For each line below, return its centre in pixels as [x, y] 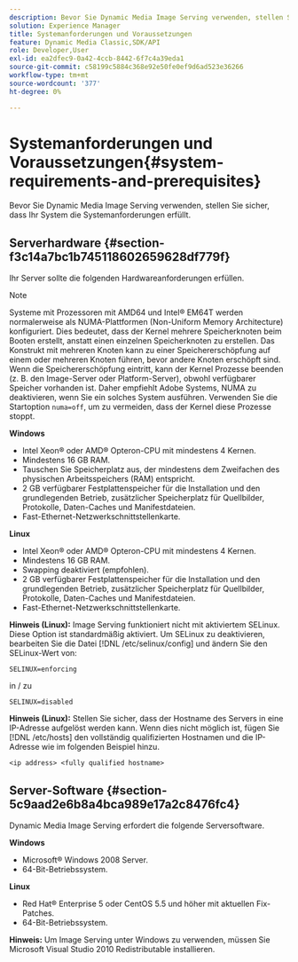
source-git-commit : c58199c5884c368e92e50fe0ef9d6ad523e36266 [126, 67]
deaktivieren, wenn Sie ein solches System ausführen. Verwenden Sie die [143, 398]
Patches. [38, 913]
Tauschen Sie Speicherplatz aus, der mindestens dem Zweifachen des [151, 469]
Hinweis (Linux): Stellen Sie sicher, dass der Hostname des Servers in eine [146, 719]
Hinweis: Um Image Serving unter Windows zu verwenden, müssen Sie [140, 940]
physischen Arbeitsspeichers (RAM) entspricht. [108, 479]
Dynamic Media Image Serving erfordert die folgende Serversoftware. [137, 825]
